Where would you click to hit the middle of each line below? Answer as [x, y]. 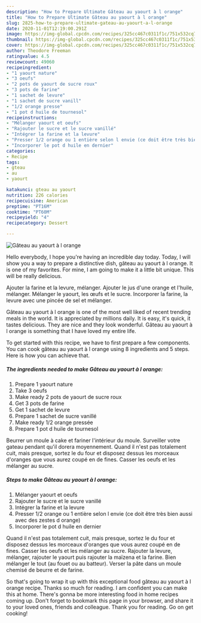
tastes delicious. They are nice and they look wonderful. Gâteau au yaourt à [99, 325]
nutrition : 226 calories [37, 195]
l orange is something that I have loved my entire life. [71, 331]
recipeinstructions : [32, 117]
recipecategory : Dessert [37, 223]
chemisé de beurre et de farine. [45, 570]
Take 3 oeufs [31, 391]
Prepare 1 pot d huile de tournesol [57, 428]
